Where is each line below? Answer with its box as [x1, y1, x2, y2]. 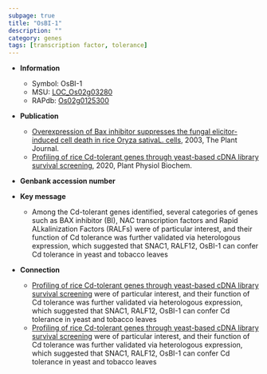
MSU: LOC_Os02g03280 [31, 87, 113, 97]
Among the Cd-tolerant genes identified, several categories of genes [31, 207, 258, 217]
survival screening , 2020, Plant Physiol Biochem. [31, 161, 193, 170]
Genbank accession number [19, 177, 116, 186]
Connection [19, 265, 60, 275]
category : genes [8, 34, 62, 42]
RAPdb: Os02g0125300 [31, 96, 109, 105]
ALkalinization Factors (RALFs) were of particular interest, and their [31, 225, 253, 234]
